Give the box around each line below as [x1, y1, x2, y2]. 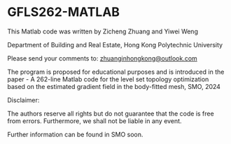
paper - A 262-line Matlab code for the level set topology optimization [7, 74, 209, 83]
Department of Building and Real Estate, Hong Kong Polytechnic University [7, 40, 223, 49]
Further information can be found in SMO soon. [7, 130, 143, 138]
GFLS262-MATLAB [7, 4, 120, 20]
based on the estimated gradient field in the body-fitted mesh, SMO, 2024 [7, 82, 220, 90]
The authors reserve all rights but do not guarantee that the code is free [7, 109, 215, 118]
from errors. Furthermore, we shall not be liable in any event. [7, 116, 182, 125]
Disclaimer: [7, 95, 40, 104]
